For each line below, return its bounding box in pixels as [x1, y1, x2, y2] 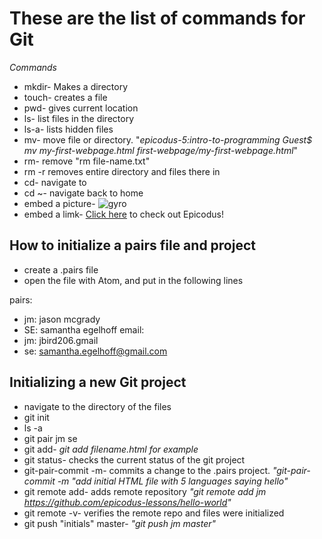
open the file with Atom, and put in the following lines [23, 274, 244, 286]
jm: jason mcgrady [23, 313, 101, 325]
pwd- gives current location [23, 102, 139, 114]
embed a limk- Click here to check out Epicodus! [23, 208, 225, 220]
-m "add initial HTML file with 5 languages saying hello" [57, 475, 289, 487]
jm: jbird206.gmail [23, 334, 99, 346]
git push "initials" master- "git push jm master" [23, 517, 217, 529]
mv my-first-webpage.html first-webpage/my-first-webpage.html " [23, 144, 299, 156]
